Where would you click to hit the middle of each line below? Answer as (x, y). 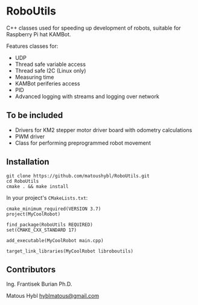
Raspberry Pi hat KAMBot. (39, 34)
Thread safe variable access (50, 64)
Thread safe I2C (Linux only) (50, 70)
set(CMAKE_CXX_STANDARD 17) (42, 230)
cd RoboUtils (23, 181)
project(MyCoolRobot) (34, 214)
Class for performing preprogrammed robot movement (83, 143)
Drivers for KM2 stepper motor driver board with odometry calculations (104, 130)
